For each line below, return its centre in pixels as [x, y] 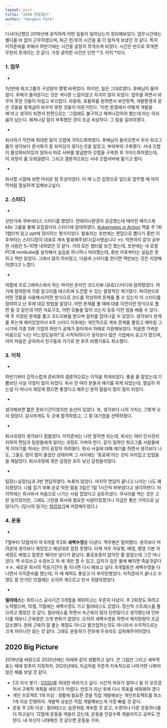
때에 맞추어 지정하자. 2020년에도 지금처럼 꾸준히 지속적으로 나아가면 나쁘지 [87, 666]
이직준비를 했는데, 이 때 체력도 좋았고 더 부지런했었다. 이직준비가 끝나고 [87, 573]
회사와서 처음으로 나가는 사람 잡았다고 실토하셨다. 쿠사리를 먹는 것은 [88, 494]
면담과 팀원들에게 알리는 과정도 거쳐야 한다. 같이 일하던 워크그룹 [80, 442]
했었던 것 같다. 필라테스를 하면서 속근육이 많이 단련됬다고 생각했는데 [84, 612]
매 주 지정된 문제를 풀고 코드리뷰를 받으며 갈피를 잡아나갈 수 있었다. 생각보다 [79, 316]
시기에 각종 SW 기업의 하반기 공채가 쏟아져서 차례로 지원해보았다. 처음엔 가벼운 [82, 328]
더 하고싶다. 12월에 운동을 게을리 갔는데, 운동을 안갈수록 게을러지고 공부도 [84, 714]
